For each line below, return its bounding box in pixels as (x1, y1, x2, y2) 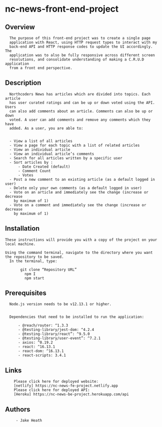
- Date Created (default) (17, 164, 70, 169)
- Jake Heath (16, 418, 42, 423)
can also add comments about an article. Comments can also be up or (9, 109, 153, 114)
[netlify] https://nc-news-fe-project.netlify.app (14, 384, 118, 388)
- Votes (17, 173, 34, 177)
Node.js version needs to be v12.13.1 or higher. (9, 302, 112, 307)
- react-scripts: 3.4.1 (17, 353, 66, 358)
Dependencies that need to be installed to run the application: (9, 314, 145, 320)
